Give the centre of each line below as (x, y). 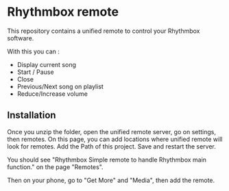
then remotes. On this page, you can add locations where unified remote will (115, 139)
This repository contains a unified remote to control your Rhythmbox (104, 31)
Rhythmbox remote (63, 12)
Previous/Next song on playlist (60, 86)
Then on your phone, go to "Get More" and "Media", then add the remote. (111, 180)
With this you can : (34, 51)
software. (21, 38)
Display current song (47, 64)
